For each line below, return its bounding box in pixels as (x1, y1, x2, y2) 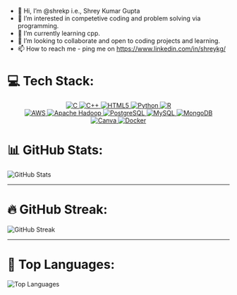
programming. (17, 22, 59, 30)
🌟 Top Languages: (7, 257, 115, 272)
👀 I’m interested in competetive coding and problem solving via (17, 14, 201, 23)
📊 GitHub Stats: (7, 142, 104, 158)
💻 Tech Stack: (7, 73, 95, 89)
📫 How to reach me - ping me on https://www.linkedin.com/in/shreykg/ (17, 44, 226, 53)
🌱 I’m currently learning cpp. (17, 29, 100, 37)
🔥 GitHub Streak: (7, 201, 108, 218)
